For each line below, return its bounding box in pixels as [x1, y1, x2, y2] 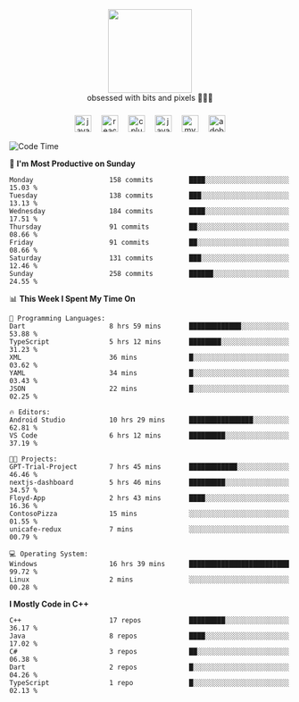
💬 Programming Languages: [9, 313, 105, 322]
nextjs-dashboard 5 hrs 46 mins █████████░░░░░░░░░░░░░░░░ [9, 478, 290, 487]
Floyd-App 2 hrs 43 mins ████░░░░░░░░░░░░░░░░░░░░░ [9, 493, 290, 503]
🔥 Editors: [9, 407, 51, 416]
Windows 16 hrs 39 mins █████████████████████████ [9, 559, 290, 568]
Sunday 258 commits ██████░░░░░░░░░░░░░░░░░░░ [9, 269, 290, 278]
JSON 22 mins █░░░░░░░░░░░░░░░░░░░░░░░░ [9, 384, 290, 393]
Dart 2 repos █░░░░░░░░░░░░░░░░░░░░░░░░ [9, 663, 290, 672]
